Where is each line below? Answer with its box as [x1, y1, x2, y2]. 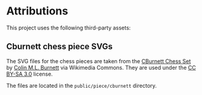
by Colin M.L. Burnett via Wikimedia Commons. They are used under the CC [6, 64, 196, 71]
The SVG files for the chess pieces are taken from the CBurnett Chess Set [6, 57, 191, 64]
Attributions [6, 4, 69, 18]
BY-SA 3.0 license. [6, 70, 53, 78]
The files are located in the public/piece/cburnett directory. [6, 82, 157, 89]
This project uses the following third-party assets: [6, 24, 131, 31]
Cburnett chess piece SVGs [6, 41, 113, 52]
